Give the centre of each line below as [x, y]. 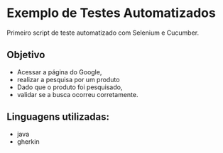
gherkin [28, 141]
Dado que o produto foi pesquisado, [70, 87]
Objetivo [26, 55]
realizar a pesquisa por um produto [68, 79]
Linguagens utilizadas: [58, 117]
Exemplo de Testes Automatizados [111, 13]
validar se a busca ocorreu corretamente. [77, 94]
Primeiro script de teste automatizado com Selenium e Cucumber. [103, 33]
